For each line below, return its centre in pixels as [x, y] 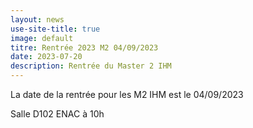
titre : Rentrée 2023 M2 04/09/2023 [84, 47]
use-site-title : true [55, 29]
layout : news [37, 19]
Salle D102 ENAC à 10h [57, 114]
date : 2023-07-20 [46, 57]
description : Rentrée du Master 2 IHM [91, 66]
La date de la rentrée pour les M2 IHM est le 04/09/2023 [127, 94]
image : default [42, 38]
